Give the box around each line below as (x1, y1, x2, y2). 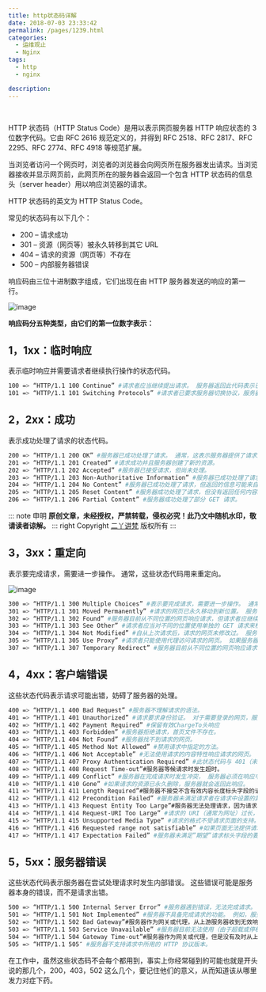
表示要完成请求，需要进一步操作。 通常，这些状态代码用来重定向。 (8, 568, 226, 578)
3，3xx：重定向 (8, 546, 86, 560)
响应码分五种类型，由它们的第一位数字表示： (8, 318, 154, 328)
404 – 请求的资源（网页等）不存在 (19, 249, 131, 259)
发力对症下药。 (8, 975, 57, 985)
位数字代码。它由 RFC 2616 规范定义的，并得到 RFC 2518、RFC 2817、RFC (8, 132, 253, 143)
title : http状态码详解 (8, 11, 78, 20)
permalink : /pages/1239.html (8, 26, 104, 34)
